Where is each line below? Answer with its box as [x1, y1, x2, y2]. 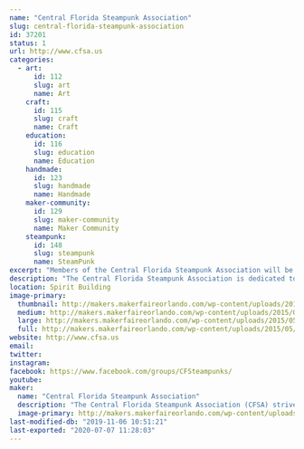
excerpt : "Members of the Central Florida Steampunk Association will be [9, 266, 294, 275]
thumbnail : [17, 300, 59, 309]
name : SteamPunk [33, 257, 95, 267]
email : [9, 341, 34, 350]
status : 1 [9, 38, 47, 48]
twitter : [9, 349, 43, 358]
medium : [17, 308, 47, 317]
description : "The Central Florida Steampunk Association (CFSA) [17, 400, 270, 410]
